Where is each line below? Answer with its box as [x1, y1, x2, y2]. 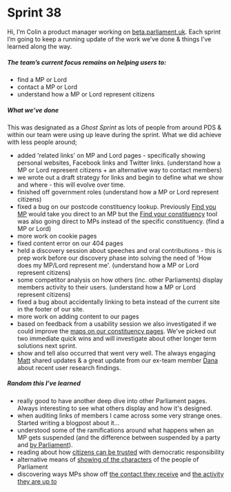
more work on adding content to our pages [17, 312, 139, 320]
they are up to [17, 477, 57, 485]
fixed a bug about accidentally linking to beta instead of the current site [17, 298, 221, 306]
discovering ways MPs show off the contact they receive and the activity [17, 470, 224, 478]
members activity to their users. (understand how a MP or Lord [17, 283, 197, 291]
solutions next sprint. [17, 341, 77, 349]
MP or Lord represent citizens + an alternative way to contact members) [17, 165, 222, 174]
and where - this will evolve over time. [17, 181, 125, 189]
